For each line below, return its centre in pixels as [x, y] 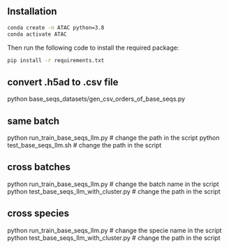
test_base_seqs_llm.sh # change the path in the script [84, 145]
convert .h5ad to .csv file [63, 82]
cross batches [39, 167]
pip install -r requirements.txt [56, 60]
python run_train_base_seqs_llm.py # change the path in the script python [113, 138]
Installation [32, 12]
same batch [34, 121]
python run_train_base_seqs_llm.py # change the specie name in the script [114, 230]
